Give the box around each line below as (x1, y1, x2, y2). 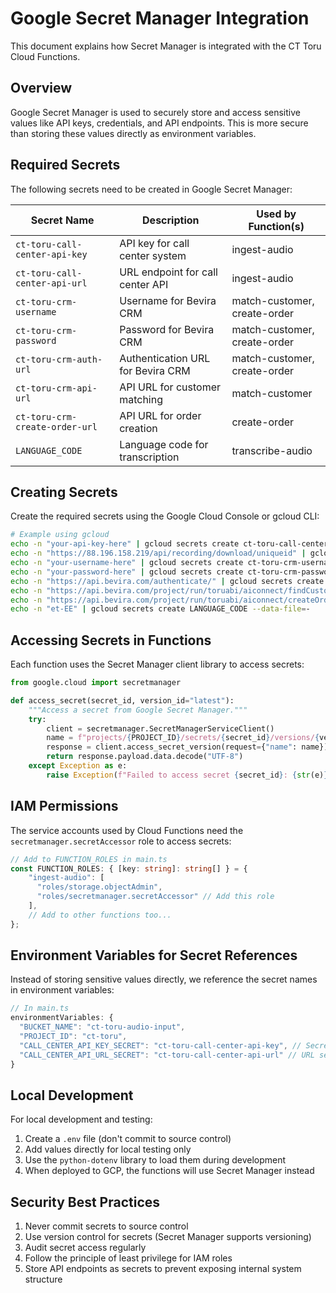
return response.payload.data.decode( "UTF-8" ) (46, 752, 244, 762)
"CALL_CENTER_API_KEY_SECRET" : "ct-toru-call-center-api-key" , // (19, 1040, 302, 1051)
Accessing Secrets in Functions (10, 632, 212, 649)
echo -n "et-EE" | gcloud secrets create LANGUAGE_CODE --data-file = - (10, 604, 311, 614)
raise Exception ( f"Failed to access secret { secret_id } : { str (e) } (46, 770, 329, 780)
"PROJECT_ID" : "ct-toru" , (19, 1032, 128, 1042)
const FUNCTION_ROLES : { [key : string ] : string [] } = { (10, 863, 248, 874)
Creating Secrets (10, 483, 118, 501)
